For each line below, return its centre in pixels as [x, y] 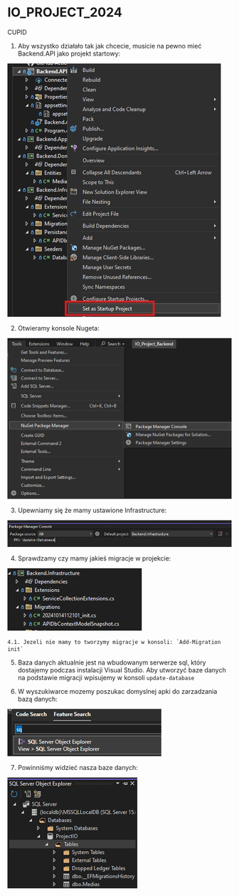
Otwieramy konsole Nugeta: [58, 328]
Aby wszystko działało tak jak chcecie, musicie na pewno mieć [110, 46]
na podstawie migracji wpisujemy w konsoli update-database [106, 678]
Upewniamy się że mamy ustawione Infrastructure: [92, 511]
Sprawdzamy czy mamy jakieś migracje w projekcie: [94, 558]
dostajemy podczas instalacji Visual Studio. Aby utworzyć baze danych [122, 670]
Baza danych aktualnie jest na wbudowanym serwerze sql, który [112, 662]
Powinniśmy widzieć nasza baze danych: [78, 768]
